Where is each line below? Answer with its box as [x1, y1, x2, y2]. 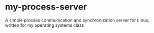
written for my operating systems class [5, 22, 84, 28]
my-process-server [5, 1, 87, 12]
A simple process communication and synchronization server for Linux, [5, 17, 150, 23]
